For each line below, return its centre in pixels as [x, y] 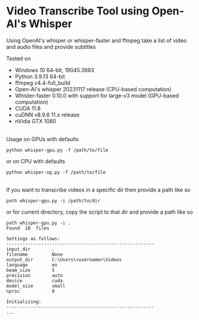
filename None [34, 254]
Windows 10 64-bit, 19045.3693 [55, 70]
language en [32, 265]
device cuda [34, 280]
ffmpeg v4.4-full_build [43, 83]
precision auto [34, 275]
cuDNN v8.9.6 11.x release [47, 115]
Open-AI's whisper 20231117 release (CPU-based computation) [93, 89]
